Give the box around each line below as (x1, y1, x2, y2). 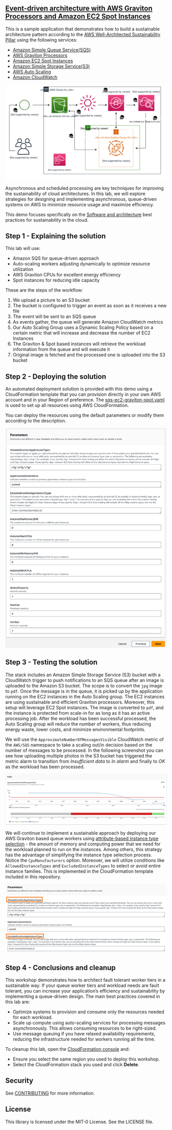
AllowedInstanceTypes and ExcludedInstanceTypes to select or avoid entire (5, 862, 161, 869)
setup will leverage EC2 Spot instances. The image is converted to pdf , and (5, 704, 164, 711)
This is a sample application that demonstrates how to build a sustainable (5, 26, 160, 32)
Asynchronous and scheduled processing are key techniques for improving (5, 185, 164, 191)
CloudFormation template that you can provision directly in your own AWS (5, 391, 161, 398)
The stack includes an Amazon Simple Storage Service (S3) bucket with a (5, 672, 161, 678)
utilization (12, 266, 34, 272)
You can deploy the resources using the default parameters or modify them (5, 412, 164, 418)
